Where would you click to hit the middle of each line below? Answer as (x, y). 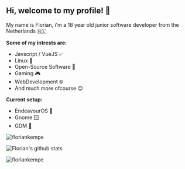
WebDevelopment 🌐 (39, 82)
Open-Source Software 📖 (45, 66)
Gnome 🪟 (27, 117)
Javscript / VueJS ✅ (39, 54)
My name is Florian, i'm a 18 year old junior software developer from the (93, 24)
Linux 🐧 (24, 60)
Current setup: (24, 99)
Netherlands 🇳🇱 (26, 31)
